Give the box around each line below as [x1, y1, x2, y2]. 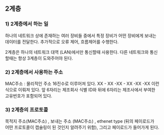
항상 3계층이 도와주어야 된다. [18, 55, 73, 61]
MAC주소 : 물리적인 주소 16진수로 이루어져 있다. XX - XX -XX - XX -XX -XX [5, 80, 150, 87]
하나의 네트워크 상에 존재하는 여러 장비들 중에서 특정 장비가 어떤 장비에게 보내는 [5, 32, 157, 38]
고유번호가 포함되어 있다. [5, 92, 52, 99]
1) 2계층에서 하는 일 [5, 21, 48, 27]
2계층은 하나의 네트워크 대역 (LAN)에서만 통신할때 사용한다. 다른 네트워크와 [5, 49, 149, 55]
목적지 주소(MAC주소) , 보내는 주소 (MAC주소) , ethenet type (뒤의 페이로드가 [5, 118, 155, 124]
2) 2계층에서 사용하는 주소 [5, 68, 63, 75]
